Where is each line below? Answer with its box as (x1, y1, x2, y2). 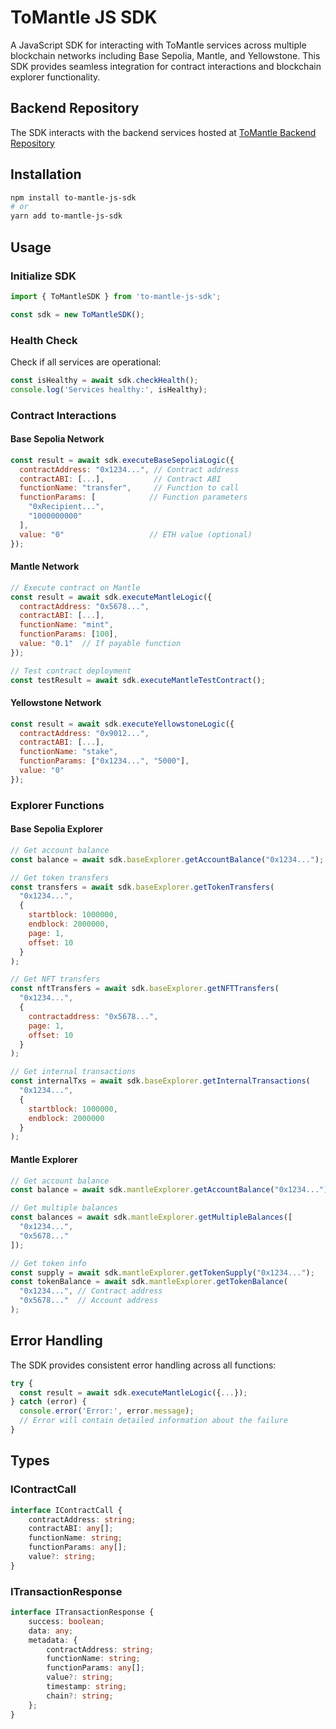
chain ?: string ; (46, 1691, 114, 1701)
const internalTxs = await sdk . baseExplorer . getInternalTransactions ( (10, 1076, 311, 1086)
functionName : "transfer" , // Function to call (19, 483, 240, 493)
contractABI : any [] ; (28, 1524, 114, 1534)
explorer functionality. (10, 71, 101, 83)
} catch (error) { (10, 1397, 87, 1407)
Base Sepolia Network (10, 433, 105, 445)
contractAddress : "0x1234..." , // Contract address (19, 464, 240, 475)
